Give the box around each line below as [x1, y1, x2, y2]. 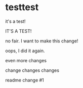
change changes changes [5, 67, 60, 73]
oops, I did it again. [5, 48, 45, 54]
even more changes [5, 57, 47, 63]
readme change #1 [5, 77, 44, 83]
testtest [5, 2, 39, 13]
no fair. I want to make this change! [5, 37, 78, 44]
